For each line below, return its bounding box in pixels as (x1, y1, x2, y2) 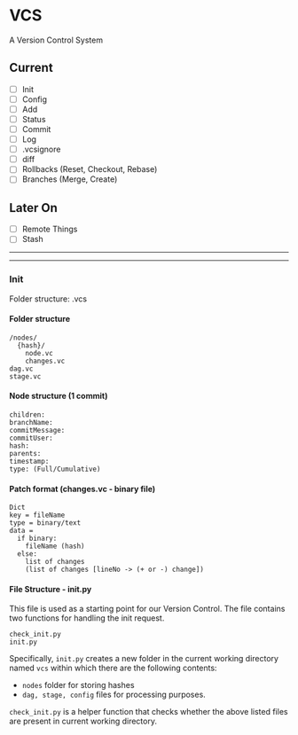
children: (9, 411, 46, 419)
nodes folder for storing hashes (21, 680, 135, 691)
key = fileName (9, 511, 66, 520)
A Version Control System (9, 35, 104, 45)
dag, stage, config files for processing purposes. (21, 689, 206, 700)
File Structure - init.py (9, 583, 92, 594)
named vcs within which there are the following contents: (9, 662, 217, 674)
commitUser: (9, 434, 53, 443)
